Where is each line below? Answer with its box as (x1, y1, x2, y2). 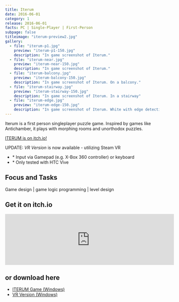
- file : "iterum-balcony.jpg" (9, 71, 71, 76)
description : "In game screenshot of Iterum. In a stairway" (14, 93, 141, 98)
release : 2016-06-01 (5, 21, 47, 26)
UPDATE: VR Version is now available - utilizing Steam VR (5, 145, 121, 151)
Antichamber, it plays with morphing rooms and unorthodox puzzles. (5, 126, 143, 131)
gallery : (5, 39, 23, 44)
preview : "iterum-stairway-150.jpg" (14, 89, 89, 94)
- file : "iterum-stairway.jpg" (9, 84, 73, 89)
